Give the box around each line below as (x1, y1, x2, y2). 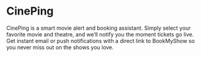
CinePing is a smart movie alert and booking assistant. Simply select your (6, 24, 191, 32)
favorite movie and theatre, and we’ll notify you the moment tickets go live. (6, 30, 194, 38)
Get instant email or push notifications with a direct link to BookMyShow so (6, 37, 196, 44)
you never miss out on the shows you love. (6, 44, 114, 51)
